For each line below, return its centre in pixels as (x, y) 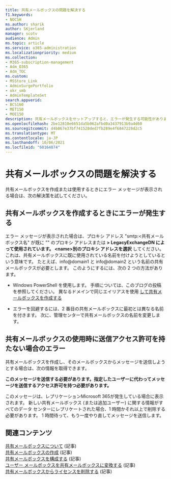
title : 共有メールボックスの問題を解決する (45, 10)
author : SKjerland (25, 29)
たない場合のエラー (35, 349)
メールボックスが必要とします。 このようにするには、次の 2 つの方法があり (84, 268)
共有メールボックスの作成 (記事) (39, 453)
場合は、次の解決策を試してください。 (50, 195)
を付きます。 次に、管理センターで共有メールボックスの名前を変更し (84, 315)
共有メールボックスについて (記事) (41, 446)
